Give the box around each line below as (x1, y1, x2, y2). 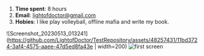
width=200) (97, 43, 127, 50)
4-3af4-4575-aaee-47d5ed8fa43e (6, 43, 93, 50)
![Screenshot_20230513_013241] (6, 30, 88, 37)
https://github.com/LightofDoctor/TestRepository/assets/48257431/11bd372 (8, 37, 198, 43)
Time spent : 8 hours (15, 5, 67, 12)
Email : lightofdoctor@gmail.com (15, 12, 96, 19)
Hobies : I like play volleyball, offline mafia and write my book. (15, 18, 169, 25)
